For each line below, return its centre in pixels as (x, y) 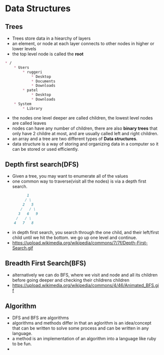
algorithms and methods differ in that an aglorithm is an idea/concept (82, 323)
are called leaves (29, 123)
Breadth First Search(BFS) (46, 263)
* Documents (43, 81)
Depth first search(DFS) (42, 165)
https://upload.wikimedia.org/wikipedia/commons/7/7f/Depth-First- (80, 242)
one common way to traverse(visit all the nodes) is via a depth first (79, 181)
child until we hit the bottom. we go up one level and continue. (75, 237)
